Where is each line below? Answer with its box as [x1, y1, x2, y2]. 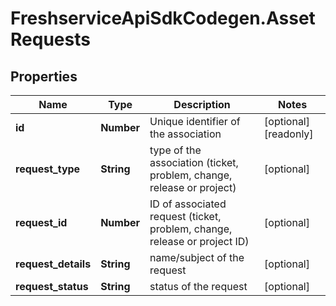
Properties [10, 68, 78, 85]
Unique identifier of [149, 115, 241, 128]
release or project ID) [149, 235, 250, 248]
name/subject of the [149, 251, 245, 264]
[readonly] [264, 127, 314, 141]
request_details [15, 257, 92, 271]
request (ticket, [149, 210, 222, 223]
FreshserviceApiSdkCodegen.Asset [10, 7, 316, 30]
